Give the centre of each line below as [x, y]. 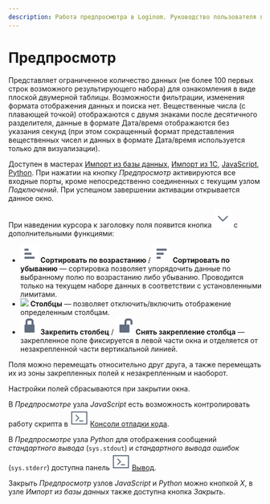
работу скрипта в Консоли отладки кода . [89, 424]
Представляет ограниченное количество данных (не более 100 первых [131, 80]
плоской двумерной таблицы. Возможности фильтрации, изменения [127, 97]
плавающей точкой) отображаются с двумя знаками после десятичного [133, 114]
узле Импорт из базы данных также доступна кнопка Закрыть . [117, 491]
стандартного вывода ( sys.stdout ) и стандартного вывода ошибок [124, 448]
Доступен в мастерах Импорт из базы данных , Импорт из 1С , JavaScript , [134, 164]
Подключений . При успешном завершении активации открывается [124, 190]
